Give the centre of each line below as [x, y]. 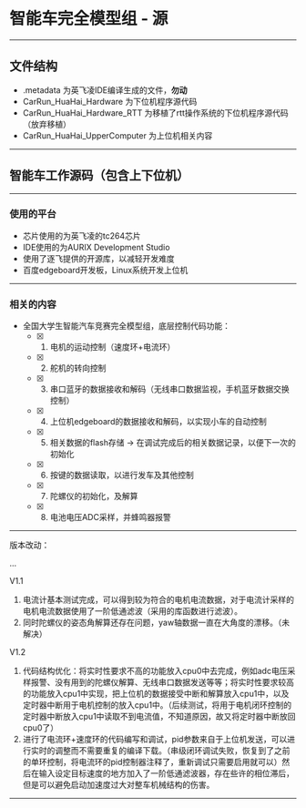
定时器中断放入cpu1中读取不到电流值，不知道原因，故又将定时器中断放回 [159, 717]
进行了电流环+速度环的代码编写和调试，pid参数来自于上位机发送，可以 [155, 740]
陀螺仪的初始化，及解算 [94, 496]
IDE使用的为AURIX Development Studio [96, 247]
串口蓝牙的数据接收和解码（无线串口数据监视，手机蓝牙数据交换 [169, 389]
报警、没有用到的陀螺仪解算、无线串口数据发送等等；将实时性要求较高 [162, 682]
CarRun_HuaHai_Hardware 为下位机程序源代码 [110, 101]
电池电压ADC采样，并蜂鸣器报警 [110, 517]
